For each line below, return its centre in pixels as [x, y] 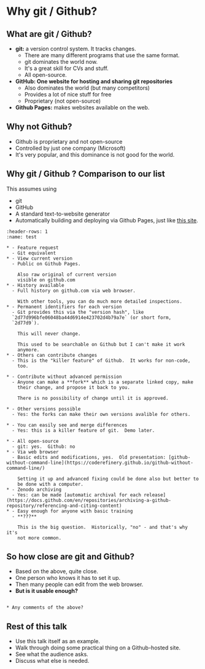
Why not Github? [39, 127]
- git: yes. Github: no [44, 447]
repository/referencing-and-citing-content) [64, 506]
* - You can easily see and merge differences [67, 425]
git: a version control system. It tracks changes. [75, 49]
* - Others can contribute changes [52, 355]
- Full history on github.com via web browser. [74, 291]
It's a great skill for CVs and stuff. [66, 68]
